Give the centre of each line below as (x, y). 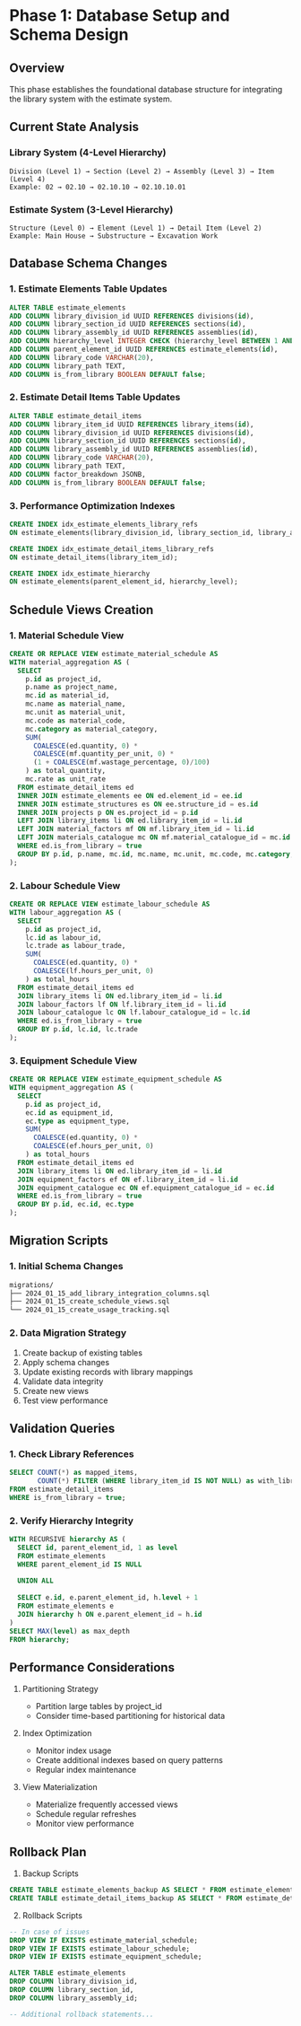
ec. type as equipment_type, (77, 1121)
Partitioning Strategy (60, 1689)
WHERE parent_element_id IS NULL (80, 1564)
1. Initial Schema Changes (66, 1267)
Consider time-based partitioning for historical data (130, 1716)
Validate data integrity (63, 1381)
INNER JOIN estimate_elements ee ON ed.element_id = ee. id (130, 795)
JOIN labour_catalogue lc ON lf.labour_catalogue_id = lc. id (134, 1013)
